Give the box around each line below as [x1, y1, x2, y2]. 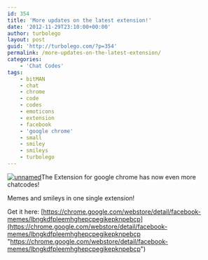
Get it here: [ [7, 207, 43, 216]
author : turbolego [7, 29, 61, 37]
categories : [7, 56, 42, 63]
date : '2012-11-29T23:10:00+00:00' [7, 23, 111, 30]
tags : [7, 69, 23, 76]
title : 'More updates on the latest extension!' [7, 17, 152, 24]
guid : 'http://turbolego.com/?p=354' [7, 43, 118, 50]
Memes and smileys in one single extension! [7, 193, 135, 202]
